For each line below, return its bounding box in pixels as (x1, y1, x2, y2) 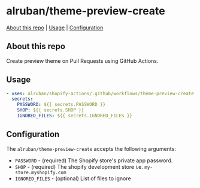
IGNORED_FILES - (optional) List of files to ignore (14, 175, 131, 182)
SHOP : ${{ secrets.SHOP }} (17, 107, 84, 113)
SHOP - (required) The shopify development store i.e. (14, 163, 144, 170)
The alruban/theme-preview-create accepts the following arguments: (6, 145, 177, 152)
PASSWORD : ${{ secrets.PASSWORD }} (17, 102, 106, 108)
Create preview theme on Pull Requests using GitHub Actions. (6, 57, 159, 64)
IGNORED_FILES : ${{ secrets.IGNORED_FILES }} (17, 113, 133, 119)
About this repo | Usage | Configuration (6, 24, 104, 31)
